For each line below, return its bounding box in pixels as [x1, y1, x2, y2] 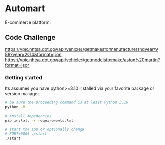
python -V [5, 104, 26, 109]
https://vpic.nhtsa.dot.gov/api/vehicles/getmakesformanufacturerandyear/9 [5, 46, 158, 52]
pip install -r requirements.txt [5, 118, 74, 123]
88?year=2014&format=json [5, 51, 62, 57]
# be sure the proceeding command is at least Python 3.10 [5, 100, 129, 105]
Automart [5, 3, 45, 14]
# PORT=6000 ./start [5, 131, 48, 136]
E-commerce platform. [5, 19, 51, 25]
